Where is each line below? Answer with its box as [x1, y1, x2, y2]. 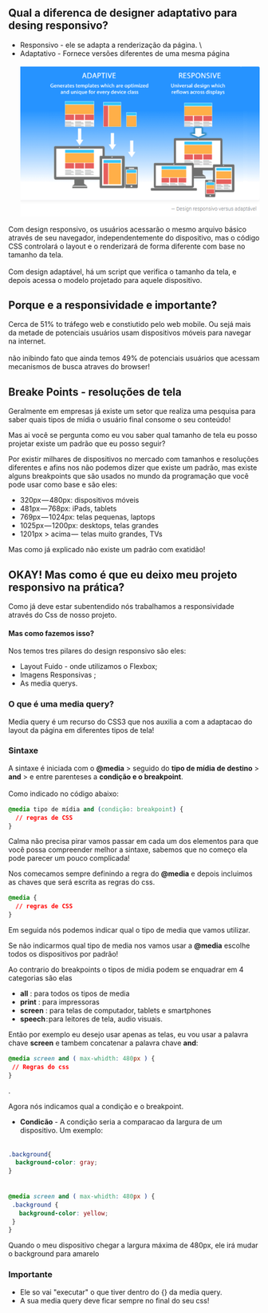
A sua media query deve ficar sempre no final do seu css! [19, 1295, 210, 1305]
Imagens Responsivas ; [19, 670, 97, 680]
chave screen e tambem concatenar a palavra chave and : [8, 1038, 199, 1048]
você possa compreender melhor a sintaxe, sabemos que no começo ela [8, 845, 248, 854]
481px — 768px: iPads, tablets [19, 503, 117, 514]
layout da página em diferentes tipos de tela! [8, 725, 155, 734]
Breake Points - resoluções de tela [8, 385, 182, 399]
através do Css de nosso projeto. [8, 611, 117, 620]
